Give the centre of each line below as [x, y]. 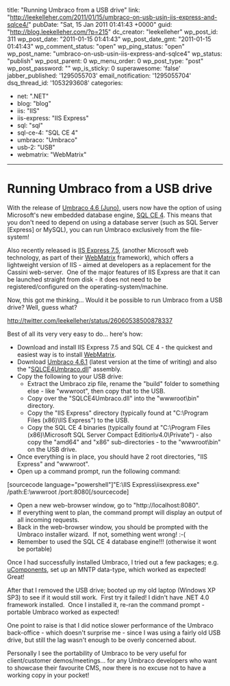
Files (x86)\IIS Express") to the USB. [78, 420]
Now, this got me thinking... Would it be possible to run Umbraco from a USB [115, 300]
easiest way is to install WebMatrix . [66, 354]
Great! [16, 577]
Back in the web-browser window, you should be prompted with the [113, 527]
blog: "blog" [34, 103]
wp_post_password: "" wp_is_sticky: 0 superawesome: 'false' [94, 68]
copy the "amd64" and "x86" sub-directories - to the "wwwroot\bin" [124, 442]
